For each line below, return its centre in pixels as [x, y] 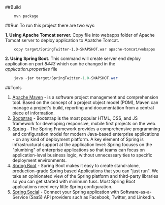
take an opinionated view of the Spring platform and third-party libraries [85, 176]
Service [20, 197]
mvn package [26, 16]
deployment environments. [39, 160]
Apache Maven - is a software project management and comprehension [85, 97]
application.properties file [31, 69]
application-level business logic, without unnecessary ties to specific [82, 155]
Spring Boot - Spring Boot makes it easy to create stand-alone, [76, 165]
